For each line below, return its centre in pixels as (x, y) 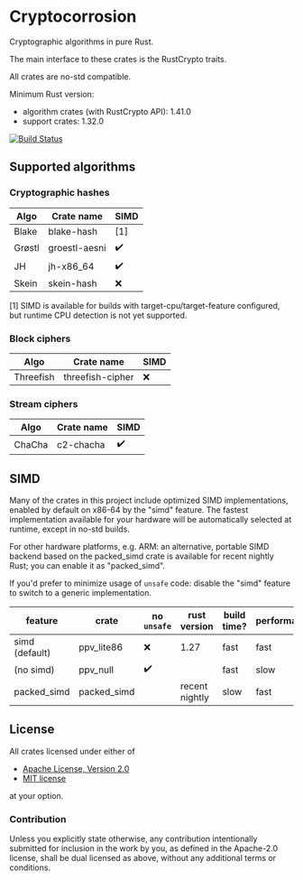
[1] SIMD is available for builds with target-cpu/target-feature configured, (145, 305)
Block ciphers (40, 338)
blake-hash (73, 231)
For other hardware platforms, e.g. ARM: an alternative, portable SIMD (139, 547)
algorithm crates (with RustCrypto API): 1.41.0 (107, 111)
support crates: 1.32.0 (63, 121)
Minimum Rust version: (52, 94)
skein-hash (73, 283)
